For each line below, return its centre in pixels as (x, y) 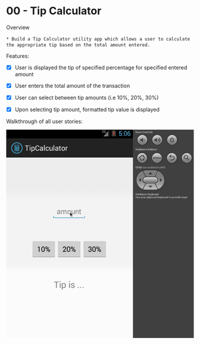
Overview (18, 27)
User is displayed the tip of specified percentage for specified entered (101, 67)
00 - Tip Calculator (54, 11)
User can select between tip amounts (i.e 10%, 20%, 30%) (87, 98)
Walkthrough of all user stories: (45, 121)
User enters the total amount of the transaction (72, 86)
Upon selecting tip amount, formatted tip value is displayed (87, 110)
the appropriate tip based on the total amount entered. (78, 45)
